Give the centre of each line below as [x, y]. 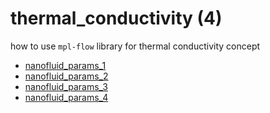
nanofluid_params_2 [66, 76]
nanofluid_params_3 [66, 86]
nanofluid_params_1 [65, 65]
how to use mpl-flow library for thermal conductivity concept [135, 46]
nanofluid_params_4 [66, 97]
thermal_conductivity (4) [116, 18]
